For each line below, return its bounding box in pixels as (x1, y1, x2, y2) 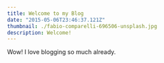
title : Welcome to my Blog (7, 10, 84, 17)
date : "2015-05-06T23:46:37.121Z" (7, 16, 106, 23)
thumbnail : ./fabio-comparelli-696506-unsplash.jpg (7, 23, 157, 29)
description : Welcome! (7, 29, 72, 36)
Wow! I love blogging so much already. (7, 48, 116, 56)
